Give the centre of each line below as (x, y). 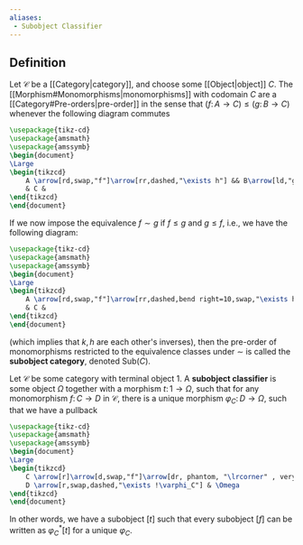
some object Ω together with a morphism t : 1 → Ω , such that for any (134, 388)
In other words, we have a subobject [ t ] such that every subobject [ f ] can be (151, 519)
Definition (37, 63)
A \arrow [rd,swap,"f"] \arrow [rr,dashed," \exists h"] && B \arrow (149, 180)
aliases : (26, 18)
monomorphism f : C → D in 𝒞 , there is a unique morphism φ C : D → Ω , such (148, 399)
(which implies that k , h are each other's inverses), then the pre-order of (143, 342)
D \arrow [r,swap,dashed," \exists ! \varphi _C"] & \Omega (133, 485)
